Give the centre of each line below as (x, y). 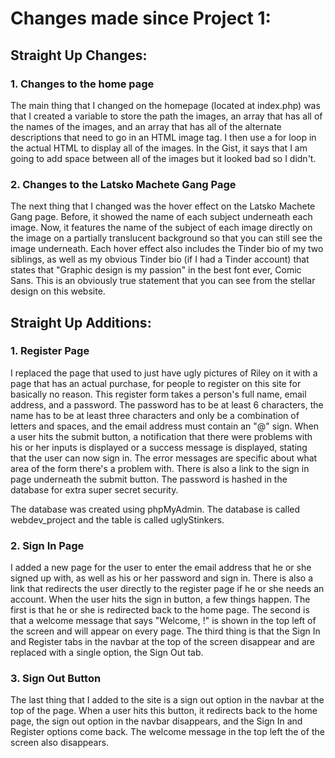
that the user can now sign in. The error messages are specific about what (164, 458)
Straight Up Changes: (79, 55)
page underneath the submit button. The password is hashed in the (149, 479)
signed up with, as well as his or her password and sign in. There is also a (161, 578)
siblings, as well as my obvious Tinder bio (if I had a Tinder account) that (160, 259)
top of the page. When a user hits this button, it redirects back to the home (164, 711)
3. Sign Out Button (56, 679)
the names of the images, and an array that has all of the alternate (146, 126)
